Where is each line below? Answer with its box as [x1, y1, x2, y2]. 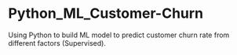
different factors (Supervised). [8, 38, 106, 47]
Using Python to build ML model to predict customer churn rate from [8, 30, 230, 40]
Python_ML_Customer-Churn [8, 5, 204, 22]
